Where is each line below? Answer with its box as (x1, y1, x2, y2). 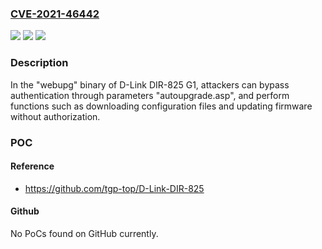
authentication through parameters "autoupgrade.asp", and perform (10, 89, 290, 101)
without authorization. (10, 110, 101, 122)
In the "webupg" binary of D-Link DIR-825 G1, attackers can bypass (10, 78, 290, 91)
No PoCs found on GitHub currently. (10, 227, 159, 239)
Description (10, 56, 69, 70)
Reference (10, 160, 55, 172)
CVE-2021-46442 (10, 7, 100, 21)
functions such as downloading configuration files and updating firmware (10, 100, 313, 112)
